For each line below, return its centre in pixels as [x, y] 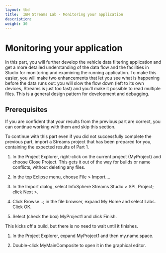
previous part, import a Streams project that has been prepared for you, [78, 142]
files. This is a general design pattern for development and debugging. [77, 94]
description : [19, 19]
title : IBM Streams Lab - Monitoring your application [64, 14]
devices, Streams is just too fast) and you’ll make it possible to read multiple [83, 89]
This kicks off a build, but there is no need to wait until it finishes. [72, 226]
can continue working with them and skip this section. [60, 127]
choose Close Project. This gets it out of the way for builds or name [81, 162]
